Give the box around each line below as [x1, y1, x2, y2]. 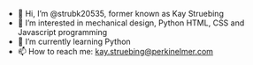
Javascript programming [17, 27, 108, 37]
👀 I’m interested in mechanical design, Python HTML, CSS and [17, 18, 245, 28]
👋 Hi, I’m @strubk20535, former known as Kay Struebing [17, 9, 224, 18]
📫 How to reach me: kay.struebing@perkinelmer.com [17, 47, 214, 56]
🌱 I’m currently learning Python [17, 36, 131, 47]
